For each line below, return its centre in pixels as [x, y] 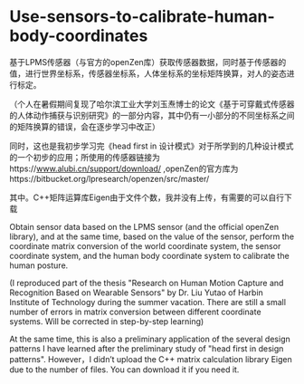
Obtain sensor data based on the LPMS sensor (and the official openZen [144, 226]
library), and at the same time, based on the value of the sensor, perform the [152, 236]
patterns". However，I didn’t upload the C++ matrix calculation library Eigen [151, 359]
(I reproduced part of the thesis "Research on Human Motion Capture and [147, 283]
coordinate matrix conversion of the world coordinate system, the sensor [145, 245]
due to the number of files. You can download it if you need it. [124, 370]
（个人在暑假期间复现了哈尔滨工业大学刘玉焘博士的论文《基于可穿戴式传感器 [152, 104]
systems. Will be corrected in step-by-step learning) [107, 321]
